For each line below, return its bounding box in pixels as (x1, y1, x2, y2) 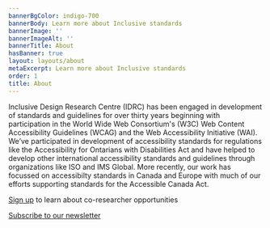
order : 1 (8, 72, 38, 80)
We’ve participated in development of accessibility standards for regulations (8, 136, 263, 146)
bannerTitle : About (8, 42, 74, 50)
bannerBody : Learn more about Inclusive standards (8, 19, 183, 27)
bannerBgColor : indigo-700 (8, 11, 99, 20)
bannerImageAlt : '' (8, 34, 74, 43)
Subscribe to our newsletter (8, 210, 101, 220)
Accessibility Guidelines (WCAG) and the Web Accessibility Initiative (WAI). (8, 127, 258, 137)
